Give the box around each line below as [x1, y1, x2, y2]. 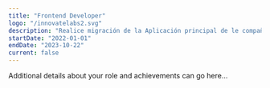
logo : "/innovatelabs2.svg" [8, 19, 103, 27]
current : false [8, 49, 59, 57]
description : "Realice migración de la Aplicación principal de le [8, 26, 239, 34]
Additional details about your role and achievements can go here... [8, 71, 228, 80]
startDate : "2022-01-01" [8, 34, 92, 42]
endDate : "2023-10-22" [8, 42, 84, 50]
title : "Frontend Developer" [8, 11, 106, 20]
